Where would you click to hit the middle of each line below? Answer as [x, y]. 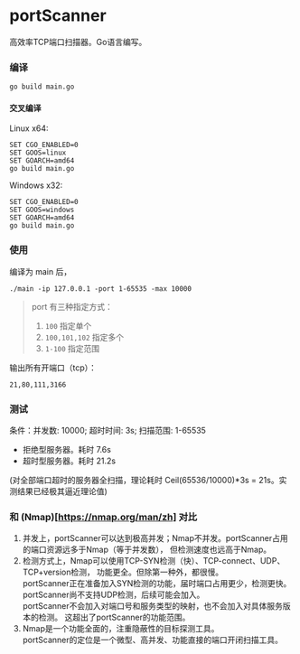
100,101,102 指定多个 [84, 337]
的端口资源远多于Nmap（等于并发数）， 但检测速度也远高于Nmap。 [147, 550]
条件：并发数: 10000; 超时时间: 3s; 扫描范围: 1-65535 [108, 431]
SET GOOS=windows [42, 210]
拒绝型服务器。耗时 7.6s [66, 450]
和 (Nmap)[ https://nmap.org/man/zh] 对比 [103, 517]
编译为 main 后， [41, 271]
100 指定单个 [68, 325]
